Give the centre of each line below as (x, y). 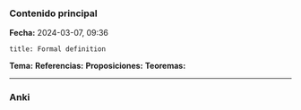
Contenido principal (53, 13)
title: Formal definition (57, 49)
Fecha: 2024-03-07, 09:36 (59, 33)
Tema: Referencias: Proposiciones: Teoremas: (98, 66)
